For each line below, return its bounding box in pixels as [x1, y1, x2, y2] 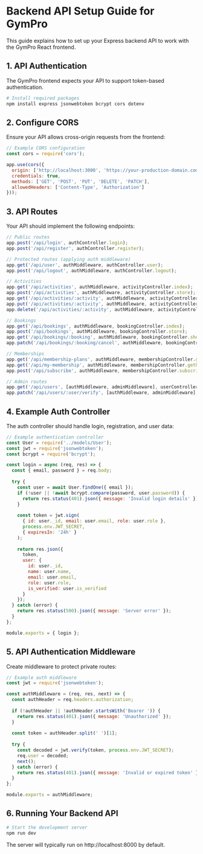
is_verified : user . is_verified [28, 585, 107, 591]
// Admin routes [6, 379, 47, 385]
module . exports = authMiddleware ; [6, 792, 94, 798]
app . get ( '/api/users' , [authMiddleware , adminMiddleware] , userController [6, 384, 199, 390]
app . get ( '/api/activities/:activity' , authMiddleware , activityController [6, 295, 199, 301]
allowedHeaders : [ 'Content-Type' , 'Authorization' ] [11, 184, 145, 190]
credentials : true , [11, 173, 61, 179]
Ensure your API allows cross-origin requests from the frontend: [6, 133, 166, 141]
